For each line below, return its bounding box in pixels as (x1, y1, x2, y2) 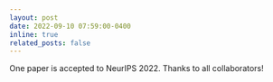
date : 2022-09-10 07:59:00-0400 (9, 22, 131, 31)
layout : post (9, 13, 59, 23)
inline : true (9, 30, 59, 39)
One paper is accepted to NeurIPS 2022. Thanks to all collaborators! (9, 63, 264, 74)
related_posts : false (9, 38, 91, 48)
